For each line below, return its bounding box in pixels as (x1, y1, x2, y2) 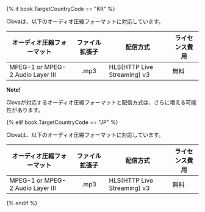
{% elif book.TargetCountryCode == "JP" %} (6, 119, 118, 126)
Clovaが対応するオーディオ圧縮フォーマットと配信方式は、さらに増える (6, 99, 186, 106)
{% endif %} (6, 200, 38, 207)
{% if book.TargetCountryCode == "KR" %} (6, 5, 115, 12)
